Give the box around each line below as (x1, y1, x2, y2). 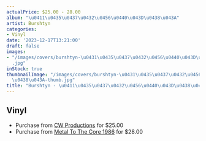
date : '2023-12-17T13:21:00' (6, 37, 81, 43)
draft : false (6, 43, 40, 49)
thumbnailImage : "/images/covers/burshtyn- (6, 71, 120, 78)
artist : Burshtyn (6, 20, 51, 26)
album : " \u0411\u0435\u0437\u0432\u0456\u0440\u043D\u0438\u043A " (6, 15, 180, 21)
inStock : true (6, 65, 43, 72)
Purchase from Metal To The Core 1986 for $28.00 (15, 128, 143, 135)
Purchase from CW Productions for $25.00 (15, 121, 124, 129)
